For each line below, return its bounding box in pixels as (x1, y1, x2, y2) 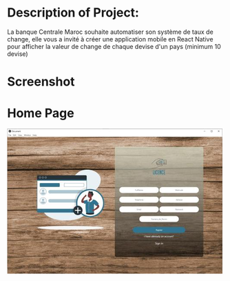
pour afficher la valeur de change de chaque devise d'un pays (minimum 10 (7, 42, 222, 50)
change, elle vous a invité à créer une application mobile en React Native (7, 35, 213, 43)
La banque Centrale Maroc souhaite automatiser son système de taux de (7, 28, 213, 36)
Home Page (7, 106, 74, 122)
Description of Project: (7, 5, 140, 21)
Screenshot (7, 74, 75, 90)
